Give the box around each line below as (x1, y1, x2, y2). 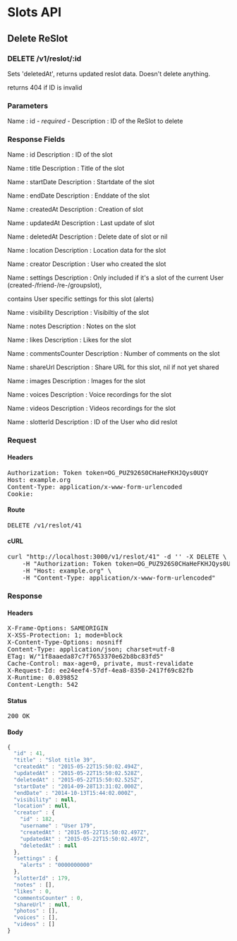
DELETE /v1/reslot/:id (7, 54, 82, 64)
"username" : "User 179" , (20, 822, 97, 829)
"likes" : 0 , (13, 887, 52, 895)
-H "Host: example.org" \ (22, 567, 112, 575)
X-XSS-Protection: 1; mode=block (7, 631, 123, 640)
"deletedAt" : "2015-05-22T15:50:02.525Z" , (13, 776, 143, 784)
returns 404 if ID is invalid (7, 83, 83, 92)
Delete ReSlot (7, 32, 68, 44)
